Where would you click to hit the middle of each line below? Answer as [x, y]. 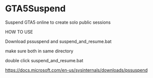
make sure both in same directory [39, 51]
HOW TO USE [19, 32]
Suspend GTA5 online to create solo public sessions [58, 22]
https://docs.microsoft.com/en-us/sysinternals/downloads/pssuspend [76, 70]
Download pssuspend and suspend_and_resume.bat [58, 41]
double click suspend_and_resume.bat [44, 60]
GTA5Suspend [35, 9]
